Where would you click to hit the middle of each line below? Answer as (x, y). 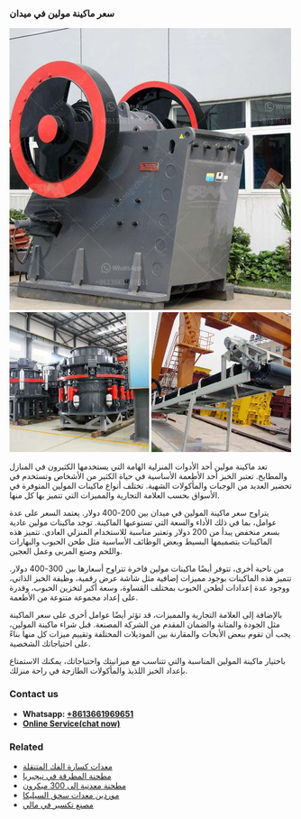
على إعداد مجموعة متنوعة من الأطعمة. (74, 597)
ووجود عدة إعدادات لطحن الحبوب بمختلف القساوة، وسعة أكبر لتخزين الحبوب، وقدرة (150, 588)
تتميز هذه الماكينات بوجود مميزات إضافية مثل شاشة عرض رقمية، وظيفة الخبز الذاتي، (150, 578)
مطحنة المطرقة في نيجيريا (67, 776)
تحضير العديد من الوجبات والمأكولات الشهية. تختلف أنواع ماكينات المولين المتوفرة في (151, 486)
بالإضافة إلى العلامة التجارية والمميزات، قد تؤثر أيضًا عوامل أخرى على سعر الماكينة (146, 615)
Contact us (34, 695)
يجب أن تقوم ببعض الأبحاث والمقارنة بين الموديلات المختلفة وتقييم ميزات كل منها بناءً (150, 634)
